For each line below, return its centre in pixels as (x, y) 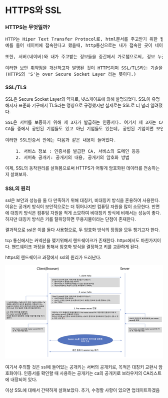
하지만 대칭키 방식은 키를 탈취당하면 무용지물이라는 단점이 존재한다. (70, 219)
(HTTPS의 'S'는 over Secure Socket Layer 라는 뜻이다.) (71, 74)
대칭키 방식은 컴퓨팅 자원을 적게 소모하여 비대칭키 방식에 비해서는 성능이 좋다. (86, 213)
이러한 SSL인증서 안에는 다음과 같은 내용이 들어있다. (61, 140)
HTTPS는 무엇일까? (28, 27)
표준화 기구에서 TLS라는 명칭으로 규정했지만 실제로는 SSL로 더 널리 (84, 105)
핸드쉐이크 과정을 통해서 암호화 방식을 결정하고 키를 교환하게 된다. (76, 247)
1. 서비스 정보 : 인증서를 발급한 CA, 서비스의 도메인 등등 (78, 151)
